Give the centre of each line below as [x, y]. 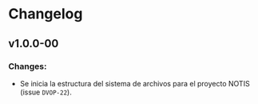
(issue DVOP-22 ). [46, 92]
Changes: [28, 66]
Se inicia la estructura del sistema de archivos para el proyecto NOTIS [135, 83]
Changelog [46, 14]
